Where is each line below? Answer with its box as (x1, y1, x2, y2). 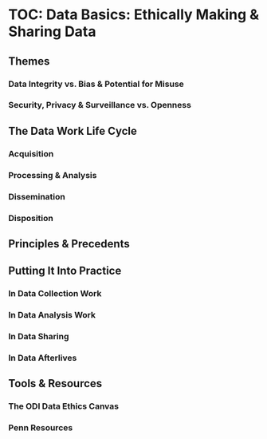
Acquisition (8, 148, 54, 159)
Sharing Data (8, 22, 97, 41)
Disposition (8, 212, 53, 223)
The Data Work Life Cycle (8, 124, 137, 137)
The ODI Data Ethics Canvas (8, 401, 120, 412)
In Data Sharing (8, 331, 69, 342)
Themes (8, 54, 50, 68)
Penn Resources (8, 422, 73, 433)
